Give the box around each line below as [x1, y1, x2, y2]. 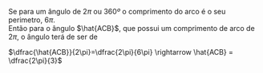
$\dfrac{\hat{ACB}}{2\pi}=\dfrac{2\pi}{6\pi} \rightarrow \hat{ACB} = [8, 48, 234, 56]
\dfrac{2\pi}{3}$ [8, 56, 63, 65]
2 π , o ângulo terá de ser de [8, 32, 98, 41]
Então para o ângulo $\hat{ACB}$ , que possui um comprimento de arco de [8, 24, 255, 33]
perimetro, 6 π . [8, 15, 56, 25]
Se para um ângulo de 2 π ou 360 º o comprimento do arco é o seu [8, 7, 226, 16]
